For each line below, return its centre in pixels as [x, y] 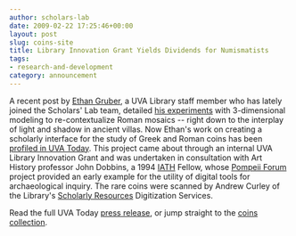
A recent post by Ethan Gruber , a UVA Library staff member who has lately [146, 101]
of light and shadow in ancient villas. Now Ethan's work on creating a [136, 129]
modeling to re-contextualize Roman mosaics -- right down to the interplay [146, 119]
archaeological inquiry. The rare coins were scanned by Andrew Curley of [145, 186]
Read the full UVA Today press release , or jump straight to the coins [134, 212]
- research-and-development [62, 68]
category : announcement [53, 76]
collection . [29, 222]
